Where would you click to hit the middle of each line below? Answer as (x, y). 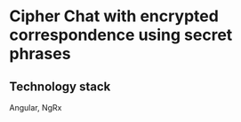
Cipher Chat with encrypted (114, 16)
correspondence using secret (121, 35)
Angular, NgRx (36, 107)
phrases (40, 54)
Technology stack (60, 86)
